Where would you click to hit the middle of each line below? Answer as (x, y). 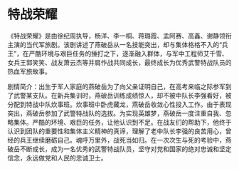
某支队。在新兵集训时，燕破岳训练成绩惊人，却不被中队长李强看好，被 (129, 95)
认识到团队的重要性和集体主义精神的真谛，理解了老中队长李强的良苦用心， (116, 131)
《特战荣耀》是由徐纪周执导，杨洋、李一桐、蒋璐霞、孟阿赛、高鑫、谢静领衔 (119, 36)
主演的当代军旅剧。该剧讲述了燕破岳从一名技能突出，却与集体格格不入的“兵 (118, 44)
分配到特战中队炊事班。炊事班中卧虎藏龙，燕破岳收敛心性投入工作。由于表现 (119, 104)
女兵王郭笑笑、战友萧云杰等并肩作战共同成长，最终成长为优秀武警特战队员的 (119, 62)
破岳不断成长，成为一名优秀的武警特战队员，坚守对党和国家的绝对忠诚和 (113, 149)
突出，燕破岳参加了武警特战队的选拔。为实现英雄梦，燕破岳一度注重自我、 (116, 113)
